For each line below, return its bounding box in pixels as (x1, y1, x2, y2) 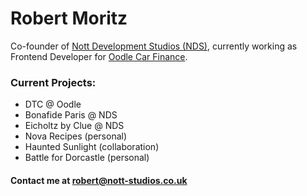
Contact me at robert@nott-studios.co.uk (10, 174, 188, 186)
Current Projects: (10, 75, 97, 89)
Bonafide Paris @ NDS (24, 109, 118, 121)
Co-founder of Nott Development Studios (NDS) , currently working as (10, 40, 298, 52)
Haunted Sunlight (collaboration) (24, 141, 160, 153)
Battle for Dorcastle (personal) (24, 152, 150, 164)
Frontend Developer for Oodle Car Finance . (10, 50, 188, 62)
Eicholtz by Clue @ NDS (24, 120, 125, 132)
